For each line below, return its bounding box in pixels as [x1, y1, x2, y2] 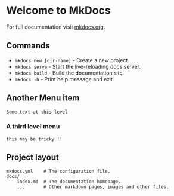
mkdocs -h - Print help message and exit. [14, 75, 114, 82]
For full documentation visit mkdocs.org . [6, 23, 105, 30]
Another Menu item [6, 93, 80, 103]
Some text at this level [6, 109, 68, 115]
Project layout [6, 152, 60, 163]
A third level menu [6, 122, 60, 131]
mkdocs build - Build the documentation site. [14, 69, 125, 76]
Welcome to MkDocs [6, 4, 111, 17]
